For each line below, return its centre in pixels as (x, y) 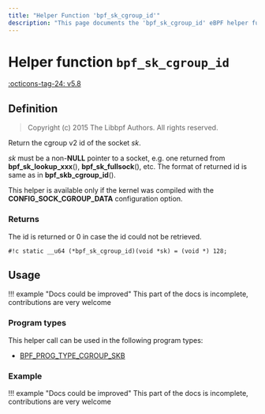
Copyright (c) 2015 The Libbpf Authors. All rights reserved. (123, 128)
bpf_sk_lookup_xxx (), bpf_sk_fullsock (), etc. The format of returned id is (127, 167)
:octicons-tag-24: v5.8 (45, 84)
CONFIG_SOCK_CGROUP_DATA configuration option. (95, 199)
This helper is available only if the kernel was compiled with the (111, 190)
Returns (24, 220)
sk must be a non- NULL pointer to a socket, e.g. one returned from (117, 158)
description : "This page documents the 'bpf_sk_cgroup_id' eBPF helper (128, 23)
